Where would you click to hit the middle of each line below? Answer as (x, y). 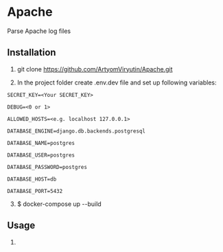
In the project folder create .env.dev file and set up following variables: (117, 82)
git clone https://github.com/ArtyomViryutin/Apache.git (95, 69)
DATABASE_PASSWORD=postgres (47, 167)
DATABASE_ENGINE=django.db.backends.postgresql (77, 131)
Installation (32, 53)
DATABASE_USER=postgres (41, 155)
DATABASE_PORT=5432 (35, 191)
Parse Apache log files (39, 31)
